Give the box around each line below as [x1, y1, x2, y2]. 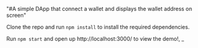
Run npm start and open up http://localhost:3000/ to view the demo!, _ [6, 35, 185, 42]
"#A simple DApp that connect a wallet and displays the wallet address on [6, 5, 193, 12]
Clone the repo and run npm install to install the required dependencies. [6, 24, 190, 30]
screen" [6, 12, 26, 19]
